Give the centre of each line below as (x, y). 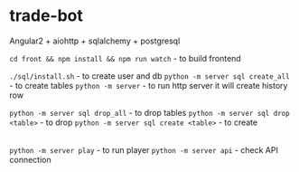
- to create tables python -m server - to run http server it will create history (149, 85)
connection (30, 159)
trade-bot (47, 16)
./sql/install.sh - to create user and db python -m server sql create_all (150, 76)
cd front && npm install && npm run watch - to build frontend (125, 58)
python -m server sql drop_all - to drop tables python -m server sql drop (150, 112)
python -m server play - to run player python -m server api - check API (144, 149)
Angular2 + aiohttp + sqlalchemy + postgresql (95, 41)
